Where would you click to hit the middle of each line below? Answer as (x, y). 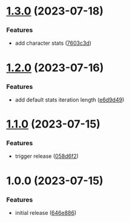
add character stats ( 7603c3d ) (53, 43)
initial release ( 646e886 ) (46, 212)
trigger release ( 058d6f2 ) (47, 156)
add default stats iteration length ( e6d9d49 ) (70, 100)
